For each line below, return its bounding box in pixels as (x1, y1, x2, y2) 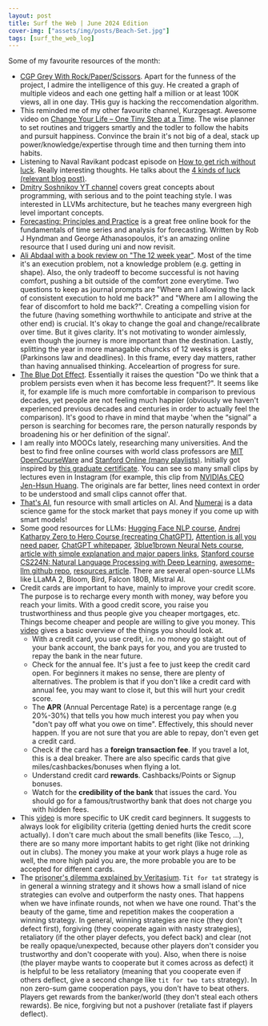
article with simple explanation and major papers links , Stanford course (19, 549, 254, 558)
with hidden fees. (31, 805, 90, 814)
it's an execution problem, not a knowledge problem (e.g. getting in (19, 259, 242, 269)
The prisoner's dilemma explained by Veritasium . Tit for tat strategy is (19, 873, 259, 882)
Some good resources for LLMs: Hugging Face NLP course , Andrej (19, 523, 241, 533)
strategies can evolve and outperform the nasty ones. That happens (19, 890, 245, 899)
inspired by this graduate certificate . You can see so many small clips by (19, 464, 258, 473)
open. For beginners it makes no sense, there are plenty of (31, 668, 226, 678)
